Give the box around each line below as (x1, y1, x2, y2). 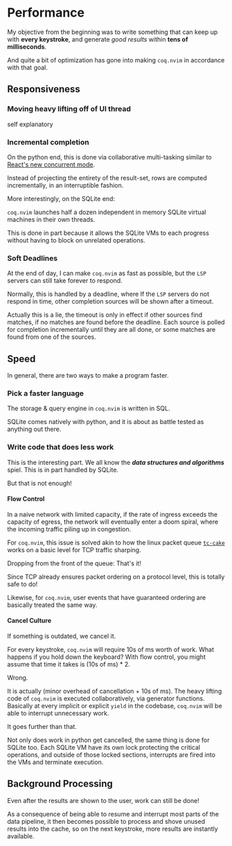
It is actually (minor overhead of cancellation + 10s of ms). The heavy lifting (7, 687, 222, 696)
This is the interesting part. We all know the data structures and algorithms (7, 458, 225, 466)
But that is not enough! (7, 479, 73, 487)
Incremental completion (7, 137, 89, 147)
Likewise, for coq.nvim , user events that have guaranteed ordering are (7, 593, 206, 601)
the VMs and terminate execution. (7, 758, 104, 766)
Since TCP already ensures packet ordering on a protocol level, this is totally (7, 572, 225, 581)
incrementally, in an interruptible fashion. (7, 181, 124, 189)
